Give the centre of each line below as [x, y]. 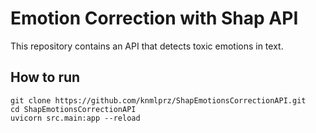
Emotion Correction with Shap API [154, 18]
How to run [45, 77]
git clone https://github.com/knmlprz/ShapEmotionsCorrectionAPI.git [158, 100]
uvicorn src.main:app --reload [75, 118]
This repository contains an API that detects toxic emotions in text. [147, 46]
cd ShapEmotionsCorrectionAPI [73, 109]
